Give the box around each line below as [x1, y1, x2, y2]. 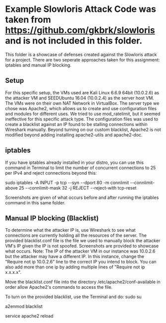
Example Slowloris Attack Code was [5, 3, 156, 15]
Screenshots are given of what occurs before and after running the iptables [5, 194, 159, 200]
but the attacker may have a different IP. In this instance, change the [5, 254, 145, 259]
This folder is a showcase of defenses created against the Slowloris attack [5, 51, 157, 58]
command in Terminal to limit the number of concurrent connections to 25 [5, 165, 156, 171]
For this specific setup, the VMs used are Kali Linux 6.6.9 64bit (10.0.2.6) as [5, 89, 160, 95]
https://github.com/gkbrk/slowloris [5, 25, 155, 36]
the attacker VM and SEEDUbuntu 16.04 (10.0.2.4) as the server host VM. [5, 95, 155, 101]
